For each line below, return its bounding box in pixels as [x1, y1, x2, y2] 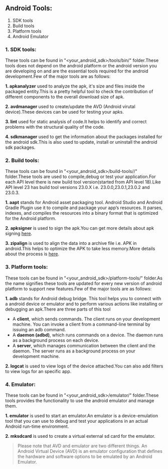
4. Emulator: [5, 381, 36, 388]
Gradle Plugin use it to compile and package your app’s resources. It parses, [5, 205, 163, 211]
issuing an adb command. [12, 326, 66, 332]
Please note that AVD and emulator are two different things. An [17, 443, 147, 449]
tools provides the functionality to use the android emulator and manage [5, 398, 154, 404]
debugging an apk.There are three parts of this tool [5, 306, 111, 312]
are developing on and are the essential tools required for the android [5, 68, 149, 74]
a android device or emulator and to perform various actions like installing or [5, 301, 163, 307]
